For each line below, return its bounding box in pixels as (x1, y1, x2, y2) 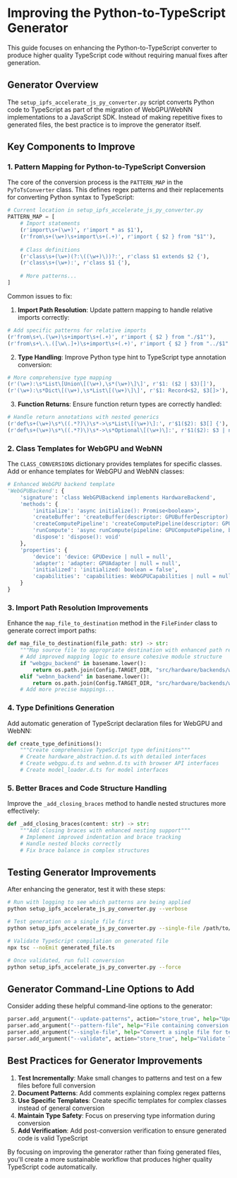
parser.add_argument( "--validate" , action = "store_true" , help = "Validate (7, 1035, 226, 1042)
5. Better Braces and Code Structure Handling (7, 783, 167, 793)
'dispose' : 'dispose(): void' (32, 533, 121, 541)
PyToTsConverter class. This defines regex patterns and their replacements (7, 185, 224, 194)
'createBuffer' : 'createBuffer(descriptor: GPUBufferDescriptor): (32, 514, 232, 521)
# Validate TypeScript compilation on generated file (7, 937, 169, 945)
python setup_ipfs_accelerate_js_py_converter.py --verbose (7, 906, 188, 913)
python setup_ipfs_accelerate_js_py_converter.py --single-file (7, 925, 200, 932)
